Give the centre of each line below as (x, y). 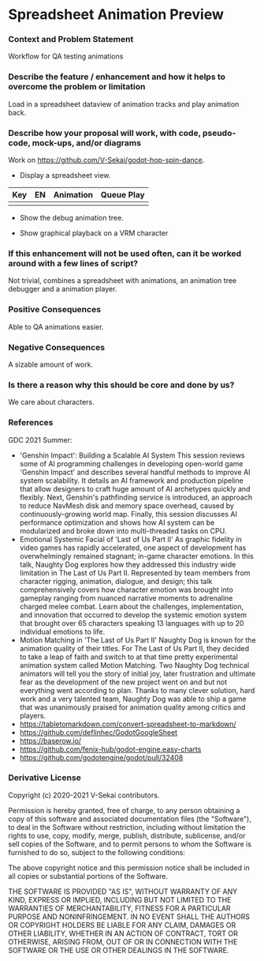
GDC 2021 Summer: (40, 439)
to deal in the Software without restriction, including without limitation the (127, 827)
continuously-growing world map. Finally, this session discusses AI (128, 514)
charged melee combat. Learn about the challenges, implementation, (132, 606)
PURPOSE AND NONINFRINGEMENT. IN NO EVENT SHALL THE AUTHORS (129, 916)
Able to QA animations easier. (56, 326)
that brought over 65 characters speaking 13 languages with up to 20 (132, 623)
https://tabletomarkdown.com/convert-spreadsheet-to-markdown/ (128, 724)
